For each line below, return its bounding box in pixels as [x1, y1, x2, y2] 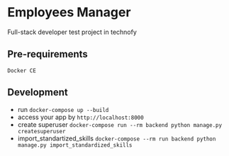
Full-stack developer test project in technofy [7, 28, 137, 36]
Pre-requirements [7, 48, 89, 60]
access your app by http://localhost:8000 [17, 113, 144, 121]
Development [7, 87, 69, 99]
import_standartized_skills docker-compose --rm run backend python [17, 134, 216, 143]
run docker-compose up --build [17, 105, 109, 113]
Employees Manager [7, 4, 131, 21]
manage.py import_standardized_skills [17, 141, 133, 149]
